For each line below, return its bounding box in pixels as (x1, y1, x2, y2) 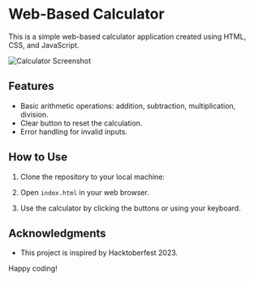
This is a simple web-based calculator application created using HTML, (8, 32, 247, 41)
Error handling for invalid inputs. (19, 126, 128, 136)
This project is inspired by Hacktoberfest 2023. (19, 248, 179, 258)
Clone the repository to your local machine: (19, 172, 165, 181)
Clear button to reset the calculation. (19, 118, 143, 128)
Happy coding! (8, 264, 58, 274)
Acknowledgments (8, 226, 107, 240)
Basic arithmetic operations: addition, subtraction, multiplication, (19, 100, 236, 110)
